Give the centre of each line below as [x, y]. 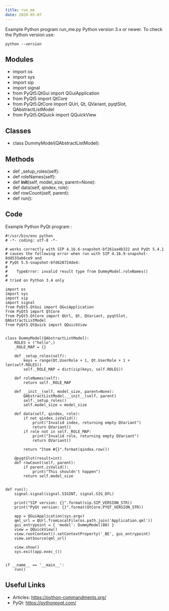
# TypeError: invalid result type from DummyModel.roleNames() [77, 271]
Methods [20, 159]
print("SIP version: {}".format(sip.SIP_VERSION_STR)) [73, 503]
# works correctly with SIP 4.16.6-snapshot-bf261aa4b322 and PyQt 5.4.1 [85, 249]
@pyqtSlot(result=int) [38, 458]
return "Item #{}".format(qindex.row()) [67, 449]
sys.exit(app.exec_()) [38, 552]
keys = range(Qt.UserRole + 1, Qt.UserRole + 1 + [77, 360]
